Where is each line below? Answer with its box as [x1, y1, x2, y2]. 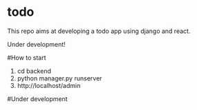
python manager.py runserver [17, 74, 102, 82]
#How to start [7, 53, 46, 62]
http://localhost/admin [17, 81, 81, 89]
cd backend [17, 67, 52, 75]
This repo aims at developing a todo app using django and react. [7, 27, 191, 35]
